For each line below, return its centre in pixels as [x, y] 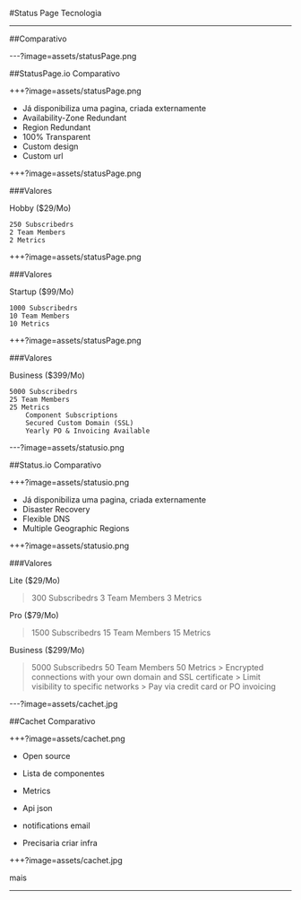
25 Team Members [39, 399]
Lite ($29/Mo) [35, 581]
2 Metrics [28, 240]
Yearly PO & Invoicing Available [88, 431]
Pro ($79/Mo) [34, 615]
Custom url [43, 156]
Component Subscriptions [72, 415]
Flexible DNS [46, 519]
